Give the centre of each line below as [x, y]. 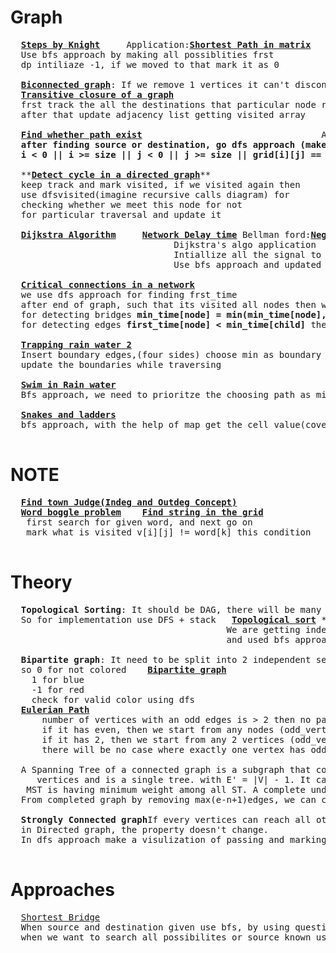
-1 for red [58, 689]
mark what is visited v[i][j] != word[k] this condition [169, 532]
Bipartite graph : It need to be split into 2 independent [166, 659]
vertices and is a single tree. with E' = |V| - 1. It [174, 779]
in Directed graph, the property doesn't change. [145, 829]
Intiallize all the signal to [247, 254]
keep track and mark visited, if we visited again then [160, 184]
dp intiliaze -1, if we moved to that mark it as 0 [150, 64]
